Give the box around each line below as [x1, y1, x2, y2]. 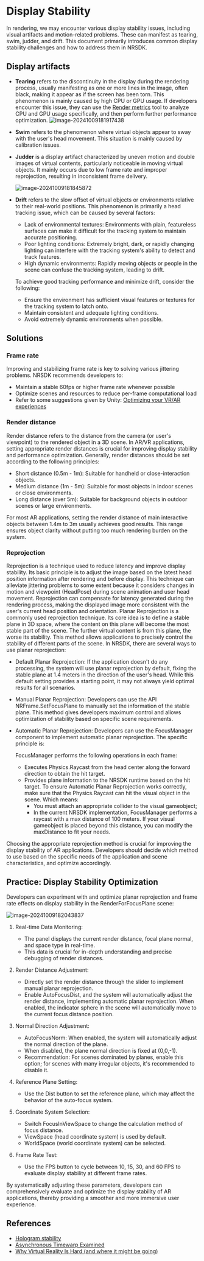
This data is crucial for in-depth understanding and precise [24, 948, 172, 955]
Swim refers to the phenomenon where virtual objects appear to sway [15, 128, 191, 135]
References [6, 1218, 51, 1229]
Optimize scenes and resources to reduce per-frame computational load [15, 390, 197, 397]
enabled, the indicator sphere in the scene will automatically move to [24, 1003, 197, 1011]
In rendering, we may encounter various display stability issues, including [6, 24, 191, 32]
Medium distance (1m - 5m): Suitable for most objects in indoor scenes [15, 482, 193, 490]
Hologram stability [15, 1234, 62, 1242]
